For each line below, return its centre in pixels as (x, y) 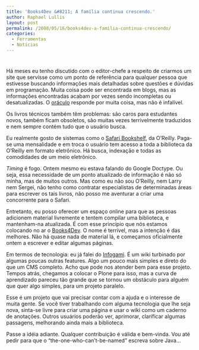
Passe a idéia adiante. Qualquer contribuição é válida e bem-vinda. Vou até (98, 334)
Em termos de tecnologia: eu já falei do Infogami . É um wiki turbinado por (96, 254)
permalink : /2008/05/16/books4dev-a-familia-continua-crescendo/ (89, 28)
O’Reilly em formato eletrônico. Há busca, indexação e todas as (84, 151)
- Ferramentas (29, 39)
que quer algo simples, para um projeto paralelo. (66, 286)
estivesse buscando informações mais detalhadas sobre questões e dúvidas (100, 84)
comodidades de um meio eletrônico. (52, 157)
